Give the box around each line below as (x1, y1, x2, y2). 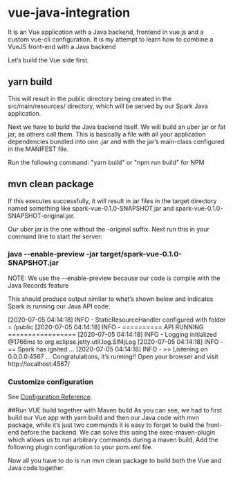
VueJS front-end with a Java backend (8, 42, 116, 51)
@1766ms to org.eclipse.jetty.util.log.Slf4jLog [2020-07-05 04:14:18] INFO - (8, 338, 224, 346)
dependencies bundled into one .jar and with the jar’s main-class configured (8, 137, 225, 146)
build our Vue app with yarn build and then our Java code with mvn (8, 414, 200, 422)
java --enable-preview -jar (8, 250, 99, 259)
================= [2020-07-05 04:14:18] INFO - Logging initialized (8, 330, 217, 338)
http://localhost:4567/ (8, 359, 70, 368)
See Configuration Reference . (8, 393, 93, 401)
